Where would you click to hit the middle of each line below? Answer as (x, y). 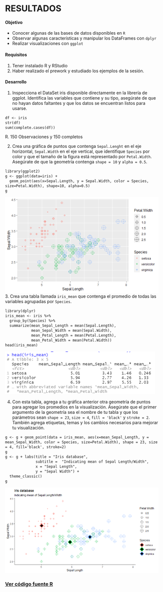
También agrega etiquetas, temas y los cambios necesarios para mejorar (85, 422)
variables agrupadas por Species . (38, 301)
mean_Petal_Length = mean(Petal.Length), (74, 335)
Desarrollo (16, 82)
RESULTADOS (33, 9)
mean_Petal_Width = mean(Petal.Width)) (71, 340)
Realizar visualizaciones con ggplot (48, 43)
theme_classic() (26, 476)
